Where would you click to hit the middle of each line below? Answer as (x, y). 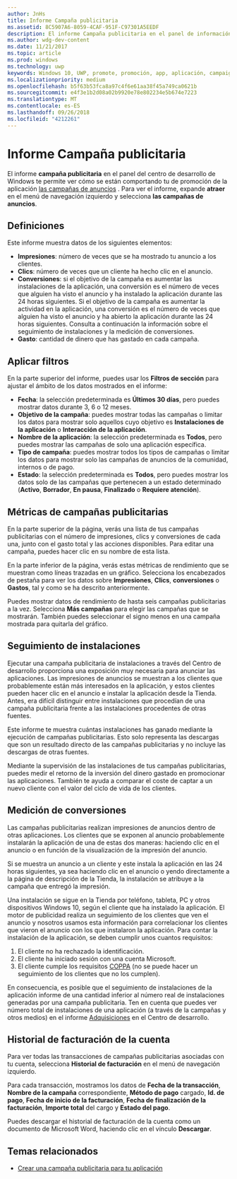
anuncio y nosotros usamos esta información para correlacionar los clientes (117, 922)
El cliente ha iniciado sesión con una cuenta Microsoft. (97, 958)
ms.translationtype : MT (42, 100)
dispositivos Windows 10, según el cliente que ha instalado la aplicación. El (116, 907)
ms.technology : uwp (36, 66)
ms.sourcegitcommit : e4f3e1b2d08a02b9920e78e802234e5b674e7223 (102, 93)
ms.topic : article (34, 54)
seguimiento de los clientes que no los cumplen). (89, 973)
